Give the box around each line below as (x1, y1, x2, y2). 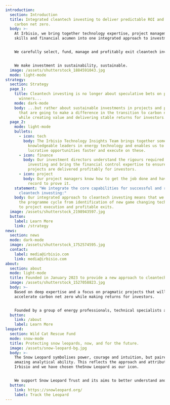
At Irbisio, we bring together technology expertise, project (14, 31, 148, 36)
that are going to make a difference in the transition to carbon (18, 110, 162, 115)
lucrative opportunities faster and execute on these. (27, 148, 146, 153)
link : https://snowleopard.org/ (14, 387, 82, 392)
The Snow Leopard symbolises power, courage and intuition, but (14, 355, 153, 360)
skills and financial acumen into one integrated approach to (14, 36, 148, 41)
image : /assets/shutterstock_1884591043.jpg (10, 68, 105, 73)
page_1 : (10, 87, 26, 92)
